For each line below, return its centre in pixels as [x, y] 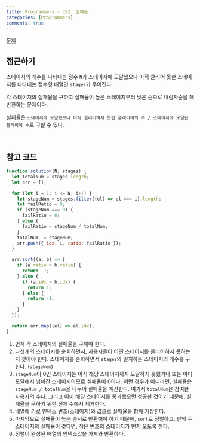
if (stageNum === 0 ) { [45, 210]
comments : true [25, 23]
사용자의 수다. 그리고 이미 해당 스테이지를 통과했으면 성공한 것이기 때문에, [100, 396]
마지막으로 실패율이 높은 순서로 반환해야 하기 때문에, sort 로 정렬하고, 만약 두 [104, 418]
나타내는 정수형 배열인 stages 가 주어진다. [65, 84]
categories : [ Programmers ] [40, 17]
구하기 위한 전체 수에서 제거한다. [68, 403]
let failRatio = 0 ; [41, 204]
